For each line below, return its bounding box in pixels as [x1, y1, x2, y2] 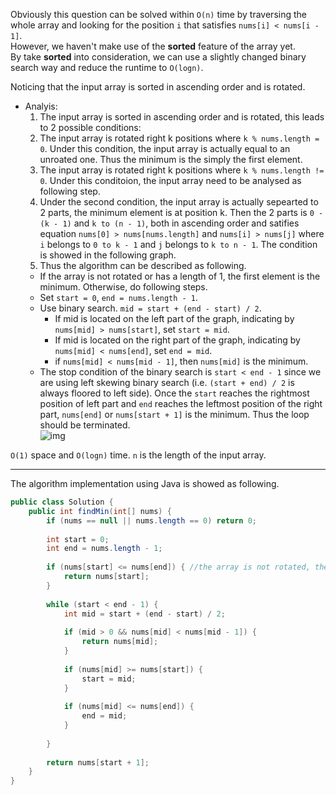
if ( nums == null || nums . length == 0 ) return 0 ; [46, 515, 257, 526]
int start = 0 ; [46, 534, 110, 544]
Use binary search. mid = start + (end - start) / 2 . [39, 302, 262, 314]
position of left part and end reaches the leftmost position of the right [39, 398, 323, 409]
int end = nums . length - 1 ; [46, 544, 163, 554]
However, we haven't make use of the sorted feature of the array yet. [10, 40, 296, 52]
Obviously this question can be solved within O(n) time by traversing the [10, 9, 307, 20]
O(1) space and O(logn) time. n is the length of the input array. [10, 449, 267, 461]
